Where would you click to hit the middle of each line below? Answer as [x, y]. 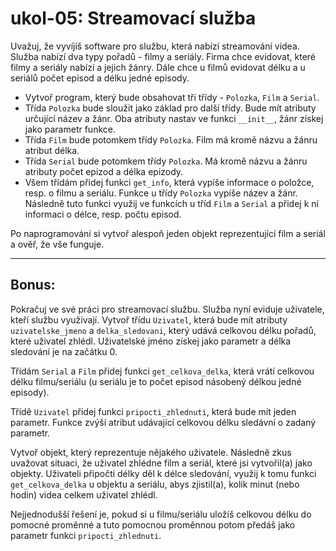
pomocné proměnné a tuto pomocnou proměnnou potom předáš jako [153, 524]
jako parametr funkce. [70, 129]
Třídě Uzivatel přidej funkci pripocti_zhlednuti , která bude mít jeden [153, 411]
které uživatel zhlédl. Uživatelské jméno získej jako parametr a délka [151, 341]
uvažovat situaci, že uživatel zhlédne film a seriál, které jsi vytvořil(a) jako [161, 463]
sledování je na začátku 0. [64, 351]
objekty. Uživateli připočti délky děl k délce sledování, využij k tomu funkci [163, 473]
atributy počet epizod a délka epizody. [104, 171]
